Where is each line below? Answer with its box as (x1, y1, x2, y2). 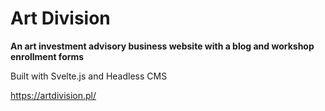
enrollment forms (10, 50, 85, 62)
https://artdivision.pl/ (10, 89, 97, 101)
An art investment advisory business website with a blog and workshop (10, 40, 315, 52)
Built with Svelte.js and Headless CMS (10, 70, 168, 82)
